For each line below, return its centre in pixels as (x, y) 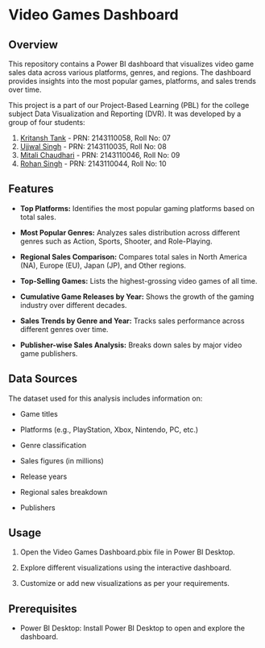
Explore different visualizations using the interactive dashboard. (126, 568)
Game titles (39, 413)
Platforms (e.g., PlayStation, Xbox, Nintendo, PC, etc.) (109, 430)
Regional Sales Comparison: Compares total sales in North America (133, 256)
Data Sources (43, 379)
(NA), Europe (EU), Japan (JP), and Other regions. (103, 265)
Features (31, 189)
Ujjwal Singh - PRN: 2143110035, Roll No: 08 (93, 146)
